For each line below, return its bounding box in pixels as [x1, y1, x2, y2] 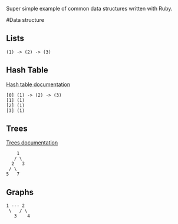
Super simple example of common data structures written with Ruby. [6, 5, 173, 12]
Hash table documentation [6, 81, 71, 88]
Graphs [6, 187, 34, 197]
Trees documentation [6, 139, 58, 146]
